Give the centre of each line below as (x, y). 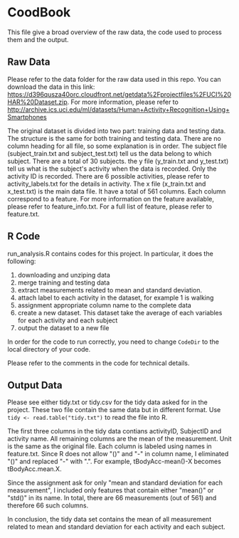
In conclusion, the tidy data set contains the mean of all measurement (110, 519)
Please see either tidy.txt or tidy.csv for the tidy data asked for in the (107, 402)
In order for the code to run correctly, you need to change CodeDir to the (113, 342)
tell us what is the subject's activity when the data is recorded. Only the (112, 169)
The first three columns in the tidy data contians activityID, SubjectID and (115, 431)
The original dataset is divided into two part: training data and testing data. (117, 131)
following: (22, 261)
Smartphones (27, 117)
